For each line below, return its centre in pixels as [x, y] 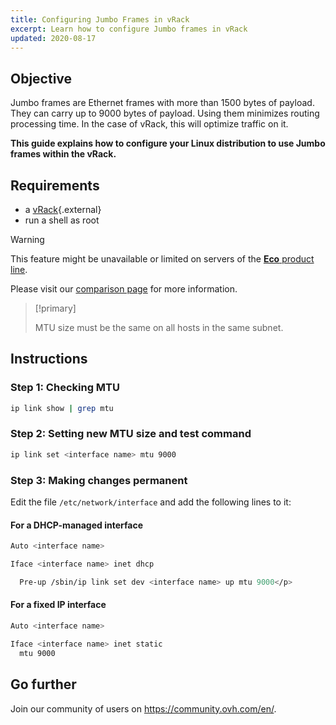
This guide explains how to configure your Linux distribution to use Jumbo [168, 143]
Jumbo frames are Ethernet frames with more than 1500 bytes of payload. [162, 103]
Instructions [49, 359]
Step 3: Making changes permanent [99, 480]
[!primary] [55, 308]
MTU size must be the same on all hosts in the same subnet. [159, 327]
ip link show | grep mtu [62, 408]
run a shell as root [62, 220]
